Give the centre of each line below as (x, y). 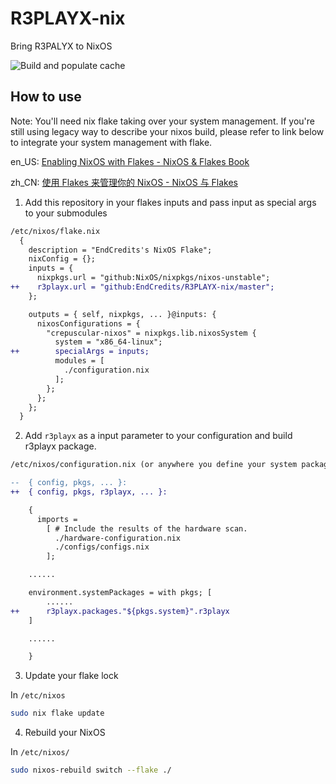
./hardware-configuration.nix (118, 538)
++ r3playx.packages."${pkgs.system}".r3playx (120, 611)
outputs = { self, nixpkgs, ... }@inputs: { (122, 314)
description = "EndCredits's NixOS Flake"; (120, 250)
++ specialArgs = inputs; (80, 352)
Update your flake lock (71, 676)
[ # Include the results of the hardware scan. (147, 528)
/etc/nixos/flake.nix (55, 231)
